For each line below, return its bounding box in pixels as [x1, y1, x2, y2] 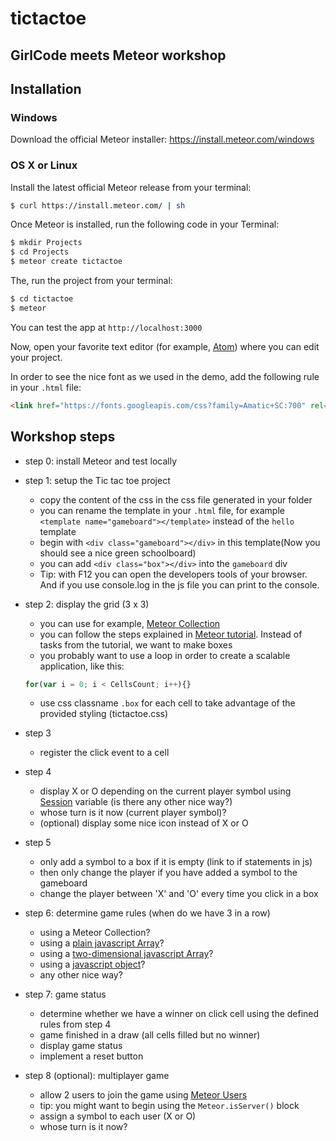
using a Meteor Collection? [39, 927, 151, 939]
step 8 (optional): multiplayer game [24, 1070, 170, 1082]
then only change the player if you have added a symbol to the [39, 867, 298, 879]
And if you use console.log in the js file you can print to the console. [39, 578, 320, 591]
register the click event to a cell [39, 747, 170, 759]
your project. [10, 351, 63, 363]
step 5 [24, 837, 52, 849]
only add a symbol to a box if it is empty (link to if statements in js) [39, 856, 313, 868]
